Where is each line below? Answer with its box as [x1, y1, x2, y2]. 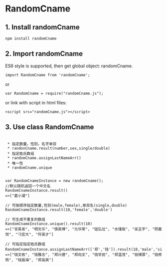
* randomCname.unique [7, 165, 52, 170]
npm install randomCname [5, 36, 57, 41]
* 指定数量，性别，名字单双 [7, 141, 57, 146]
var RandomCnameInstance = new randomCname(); [5, 178, 104, 183]
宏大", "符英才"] [21, 232, 54, 237]
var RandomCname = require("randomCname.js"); [5, 91, 104, 96]
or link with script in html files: [5, 99, 67, 105]
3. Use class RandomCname [5, 123, 94, 131]
